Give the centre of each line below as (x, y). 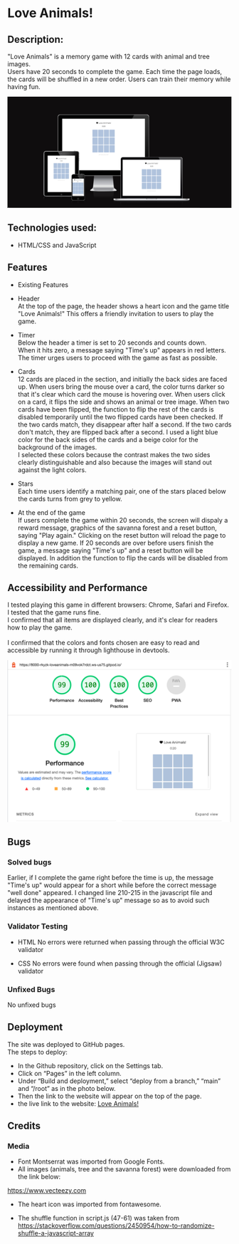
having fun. (24, 87)
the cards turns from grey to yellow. (70, 498)
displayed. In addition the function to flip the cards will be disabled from (123, 558)
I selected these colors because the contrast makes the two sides (114, 454)
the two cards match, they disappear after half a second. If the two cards (124, 424)
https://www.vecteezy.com (47, 1191)
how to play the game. (40, 627)
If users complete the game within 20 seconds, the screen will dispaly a (123, 520)
